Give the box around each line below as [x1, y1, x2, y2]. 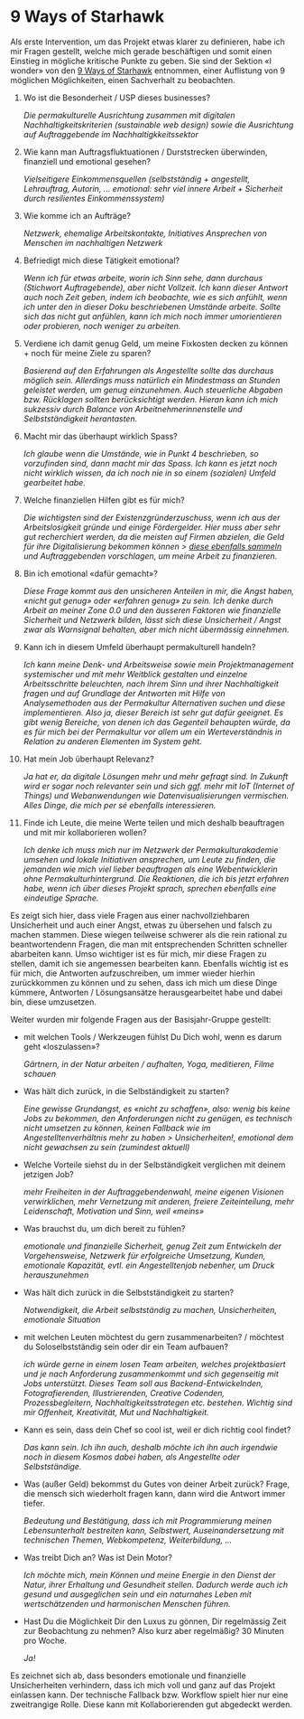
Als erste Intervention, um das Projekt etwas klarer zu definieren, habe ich [10, 36, 285, 47]
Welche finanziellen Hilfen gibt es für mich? [23, 495, 185, 505]
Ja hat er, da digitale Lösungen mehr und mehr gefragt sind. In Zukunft [23, 770, 289, 781]
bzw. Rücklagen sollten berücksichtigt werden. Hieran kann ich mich [23, 393, 279, 404]
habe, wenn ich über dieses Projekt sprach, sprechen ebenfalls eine [23, 883, 277, 893]
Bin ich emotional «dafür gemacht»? [23, 568, 159, 579]
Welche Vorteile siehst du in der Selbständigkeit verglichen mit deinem [23, 1159, 286, 1170]
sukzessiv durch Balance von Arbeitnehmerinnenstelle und [23, 403, 243, 414]
